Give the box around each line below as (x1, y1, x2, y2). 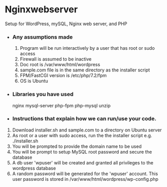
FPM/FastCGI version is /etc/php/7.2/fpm (20, 72, 107, 79)
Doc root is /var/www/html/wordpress (20, 62, 101, 68)
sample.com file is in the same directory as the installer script (20, 67, 150, 73)
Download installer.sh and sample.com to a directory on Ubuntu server (12, 127, 162, 133)
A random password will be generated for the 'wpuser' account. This (12, 171, 158, 177)
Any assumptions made (12, 33, 73, 41)
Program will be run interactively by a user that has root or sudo (20, 45, 155, 51)
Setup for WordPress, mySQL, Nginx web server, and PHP (5, 21, 127, 27)
